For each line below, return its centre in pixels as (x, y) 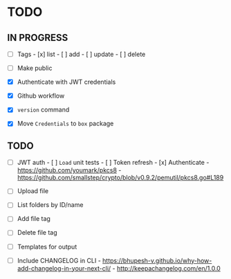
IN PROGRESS (38, 38)
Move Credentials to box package (65, 124)
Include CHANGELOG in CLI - (59, 260)
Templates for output (47, 246)
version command (43, 110)
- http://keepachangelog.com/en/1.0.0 (167, 268)
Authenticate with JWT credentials (66, 82)
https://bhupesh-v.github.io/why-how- (157, 260)
